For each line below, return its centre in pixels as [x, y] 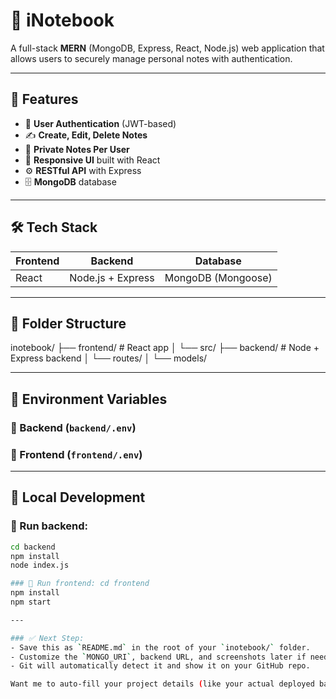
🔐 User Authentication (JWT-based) [100, 123]
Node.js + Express [112, 277]
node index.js [40, 565]
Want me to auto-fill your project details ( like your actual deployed [162, 684]
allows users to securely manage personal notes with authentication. [151, 58]
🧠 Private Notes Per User [77, 149]
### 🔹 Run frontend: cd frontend [80, 584]
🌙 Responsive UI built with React [92, 160]
